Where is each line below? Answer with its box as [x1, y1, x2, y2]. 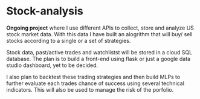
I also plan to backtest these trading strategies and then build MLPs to [6, 73, 181, 80]
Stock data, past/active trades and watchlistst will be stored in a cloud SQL [6, 48, 193, 56]
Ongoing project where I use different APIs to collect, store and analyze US [6, 24, 195, 31]
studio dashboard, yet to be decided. [6, 62, 98, 69]
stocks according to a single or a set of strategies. [6, 37, 131, 44]
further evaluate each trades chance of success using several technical [6, 80, 184, 87]
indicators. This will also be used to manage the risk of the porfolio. [6, 86, 174, 93]
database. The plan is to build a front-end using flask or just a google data [6, 55, 191, 62]
